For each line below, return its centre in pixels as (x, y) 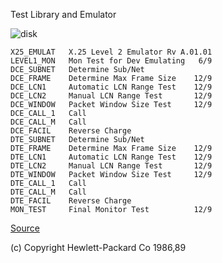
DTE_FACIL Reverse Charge (71, 201)
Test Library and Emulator (63, 14)
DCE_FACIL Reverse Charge (71, 131)
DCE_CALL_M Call (48, 122)
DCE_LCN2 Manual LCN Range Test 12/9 (111, 96)
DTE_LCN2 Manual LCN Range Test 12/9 (111, 166)
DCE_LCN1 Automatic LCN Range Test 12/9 (111, 87)
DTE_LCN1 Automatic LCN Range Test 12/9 (111, 157)
